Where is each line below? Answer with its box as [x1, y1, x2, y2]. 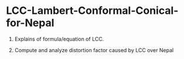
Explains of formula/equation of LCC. [14, 35, 104, 42]
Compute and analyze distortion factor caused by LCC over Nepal [14, 46, 174, 53]
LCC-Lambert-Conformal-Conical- [6, 4, 179, 17]
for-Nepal [6, 16, 54, 30]
